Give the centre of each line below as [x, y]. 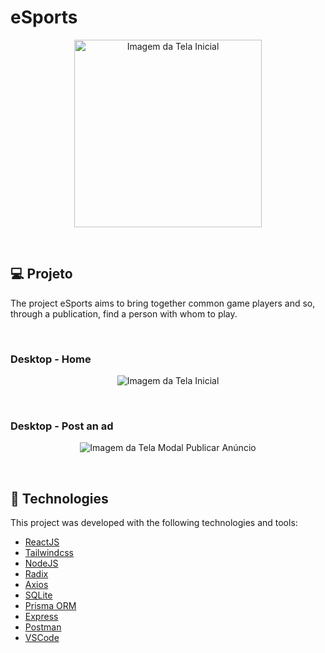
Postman [43, 627]
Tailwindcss [49, 553]
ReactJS [42, 542]
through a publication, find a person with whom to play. [124, 313]
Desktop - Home [51, 359]
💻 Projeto [41, 274]
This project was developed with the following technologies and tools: [154, 523]
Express [41, 617]
